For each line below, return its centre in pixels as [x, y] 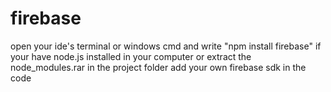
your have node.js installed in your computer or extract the [131, 56]
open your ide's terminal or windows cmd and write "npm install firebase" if [166, 46]
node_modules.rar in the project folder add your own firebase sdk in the [158, 67]
